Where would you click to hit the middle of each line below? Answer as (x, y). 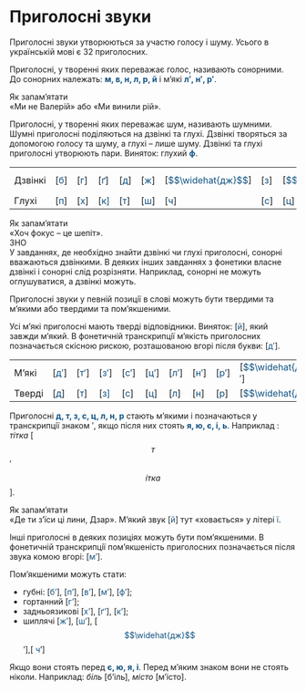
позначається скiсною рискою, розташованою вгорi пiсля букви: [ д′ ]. (145, 345)
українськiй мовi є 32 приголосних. (79, 51)
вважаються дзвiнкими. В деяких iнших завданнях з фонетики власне (146, 262)
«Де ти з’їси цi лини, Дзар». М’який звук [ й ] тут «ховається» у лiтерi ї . (145, 519)
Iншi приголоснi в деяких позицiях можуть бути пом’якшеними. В (137, 537)
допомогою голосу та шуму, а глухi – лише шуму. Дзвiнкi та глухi (136, 143)
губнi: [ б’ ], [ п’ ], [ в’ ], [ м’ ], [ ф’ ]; (77, 592)
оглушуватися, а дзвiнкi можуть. (73, 281)
